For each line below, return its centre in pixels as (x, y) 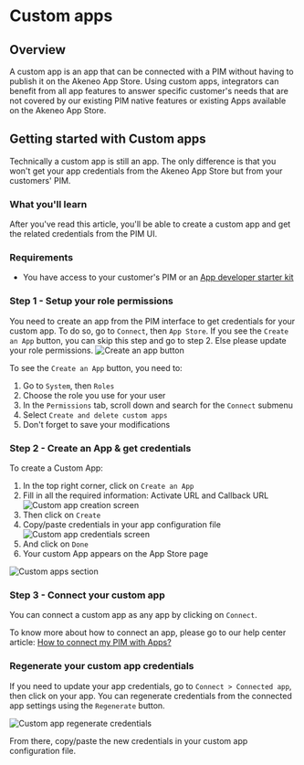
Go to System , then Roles (68, 386)
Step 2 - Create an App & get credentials (100, 448)
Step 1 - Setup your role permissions (91, 301)
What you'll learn (48, 204)
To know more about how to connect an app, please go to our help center (148, 632)
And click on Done (55, 544)
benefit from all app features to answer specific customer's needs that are (149, 91)
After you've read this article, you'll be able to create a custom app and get (150, 224)
